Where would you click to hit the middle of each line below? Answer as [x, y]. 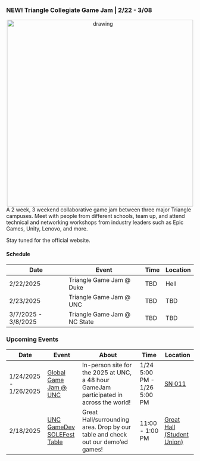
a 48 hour [96, 380]
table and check [105, 434]
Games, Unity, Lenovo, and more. [47, 229]
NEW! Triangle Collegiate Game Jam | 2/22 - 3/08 [79, 10]
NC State [81, 321]
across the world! [107, 402]
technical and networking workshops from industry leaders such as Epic [95, 222]
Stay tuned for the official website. [48, 240]
